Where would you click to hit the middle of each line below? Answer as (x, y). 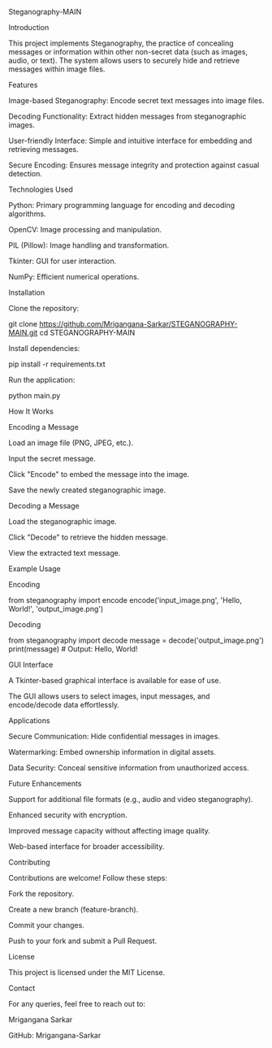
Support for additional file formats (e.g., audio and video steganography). (131, 799)
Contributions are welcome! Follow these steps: (88, 878)
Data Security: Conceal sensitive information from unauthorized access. (129, 768)
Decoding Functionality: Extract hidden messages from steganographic (127, 116)
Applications (29, 721)
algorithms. (27, 214)
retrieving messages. (43, 149)
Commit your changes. (47, 925)
